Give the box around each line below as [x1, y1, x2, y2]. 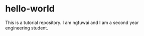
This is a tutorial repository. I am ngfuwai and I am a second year [5, 19, 139, 25]
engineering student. [5, 24, 49, 30]
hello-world [5, 3, 55, 14]
